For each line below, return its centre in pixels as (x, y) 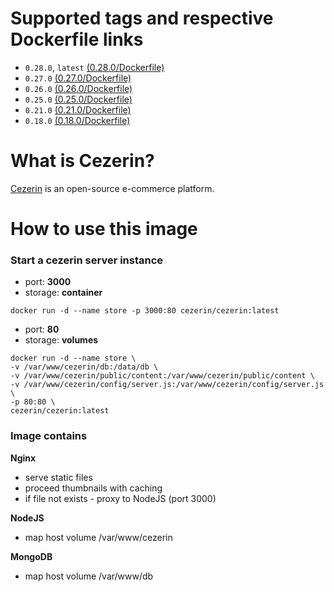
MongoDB (31, 556)
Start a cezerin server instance (87, 260)
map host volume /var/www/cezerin (98, 537)
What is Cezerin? (82, 161)
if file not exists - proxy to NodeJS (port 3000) (120, 498)
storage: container (63, 293)
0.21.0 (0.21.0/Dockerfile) (78, 109)
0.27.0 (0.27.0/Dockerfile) (78, 78)
